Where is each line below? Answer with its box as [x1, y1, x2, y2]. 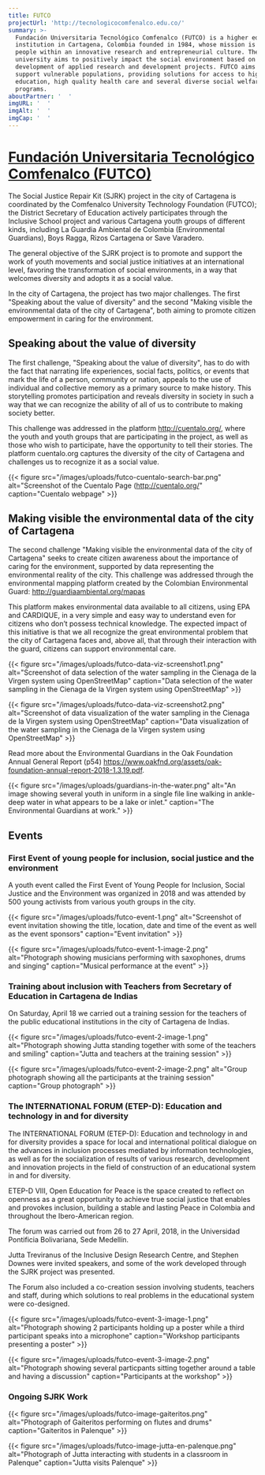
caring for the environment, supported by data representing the [8, 562, 215, 571]
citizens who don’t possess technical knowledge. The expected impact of [8, 619, 248, 628]
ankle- [233, 789, 256, 799]
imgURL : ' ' [8, 99, 51, 107]
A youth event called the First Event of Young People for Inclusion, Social [8, 881, 245, 890]
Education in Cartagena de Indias [8, 991, 138, 1002]
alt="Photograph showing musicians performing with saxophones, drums [8, 953, 246, 963]
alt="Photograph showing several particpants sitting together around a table [8, 1363, 256, 1372]
